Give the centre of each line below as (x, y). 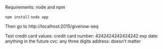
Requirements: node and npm (35, 7)
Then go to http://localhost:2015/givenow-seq (52, 26)
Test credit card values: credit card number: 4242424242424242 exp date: (82, 36)
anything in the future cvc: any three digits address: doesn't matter (73, 41)
